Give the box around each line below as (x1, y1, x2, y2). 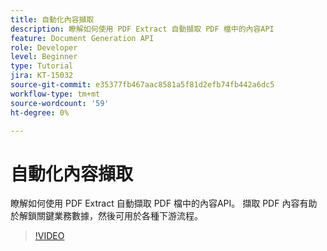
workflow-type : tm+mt (10, 89, 101, 99)
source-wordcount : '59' (10, 98, 110, 108)
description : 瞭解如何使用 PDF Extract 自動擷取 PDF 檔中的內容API (10, 24, 275, 34)
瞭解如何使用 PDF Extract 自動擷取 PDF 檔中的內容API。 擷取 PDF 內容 (10, 197, 300, 210)
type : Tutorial (10, 61, 74, 71)
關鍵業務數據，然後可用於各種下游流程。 (36, 210, 203, 222)
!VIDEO (34, 230, 65, 242)
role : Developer (10, 42, 78, 53)
